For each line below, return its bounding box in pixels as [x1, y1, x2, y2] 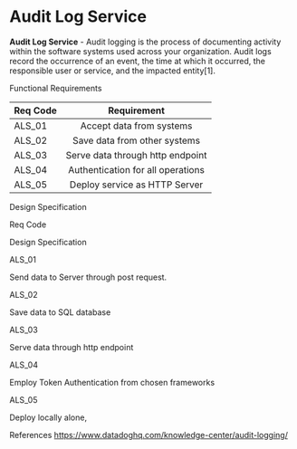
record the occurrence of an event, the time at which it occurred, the [9, 55, 265, 66]
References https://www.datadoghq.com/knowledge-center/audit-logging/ [9, 429, 288, 440]
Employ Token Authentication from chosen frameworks [9, 377, 216, 387]
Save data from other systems [72, 134, 201, 147]
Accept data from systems [80, 119, 193, 132]
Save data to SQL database [9, 306, 111, 318]
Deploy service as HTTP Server [69, 178, 204, 191]
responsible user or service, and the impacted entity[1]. [9, 65, 216, 76]
